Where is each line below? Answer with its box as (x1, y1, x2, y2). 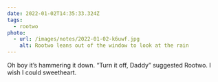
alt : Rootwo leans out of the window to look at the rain (19, 42, 189, 49)
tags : (7, 17, 23, 23)
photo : (7, 29, 26, 37)
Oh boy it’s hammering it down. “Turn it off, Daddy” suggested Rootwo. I (7, 61, 211, 69)
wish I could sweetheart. (7, 68, 77, 76)
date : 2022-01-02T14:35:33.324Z (7, 10, 100, 17)
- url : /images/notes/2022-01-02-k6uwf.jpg (13, 36, 140, 43)
